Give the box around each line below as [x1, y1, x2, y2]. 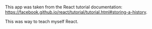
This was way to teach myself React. [5, 19, 79, 24]
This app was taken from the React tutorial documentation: [5, 4, 122, 10]
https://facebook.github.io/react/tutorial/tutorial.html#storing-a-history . [5, 9, 148, 15]
